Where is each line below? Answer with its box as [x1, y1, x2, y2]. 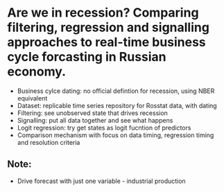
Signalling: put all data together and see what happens [17, 116, 173, 124]
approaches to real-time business [7, 35, 206, 50]
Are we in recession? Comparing [7, 5, 199, 21]
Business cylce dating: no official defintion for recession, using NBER [17, 87, 215, 95]
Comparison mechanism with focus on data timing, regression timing [17, 130, 214, 139]
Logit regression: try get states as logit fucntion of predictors [17, 123, 191, 132]
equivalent [17, 94, 48, 102]
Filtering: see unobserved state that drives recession [17, 109, 169, 117]
